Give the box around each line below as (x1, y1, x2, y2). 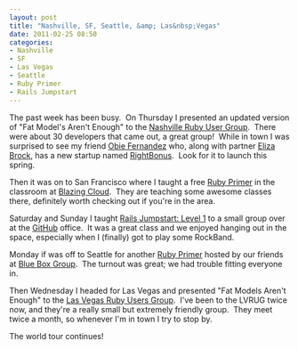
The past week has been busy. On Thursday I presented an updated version (9, 112, 290, 123)
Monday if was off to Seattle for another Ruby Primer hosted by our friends (9, 248, 284, 259)
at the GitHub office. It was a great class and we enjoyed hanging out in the (9, 222, 287, 232)
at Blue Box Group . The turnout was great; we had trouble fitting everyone (9, 258, 283, 269)
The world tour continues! (9, 330, 104, 341)
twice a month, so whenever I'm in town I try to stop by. (9, 313, 213, 324)
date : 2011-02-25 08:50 (9, 29, 98, 38)
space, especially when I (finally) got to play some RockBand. (9, 231, 235, 242)
